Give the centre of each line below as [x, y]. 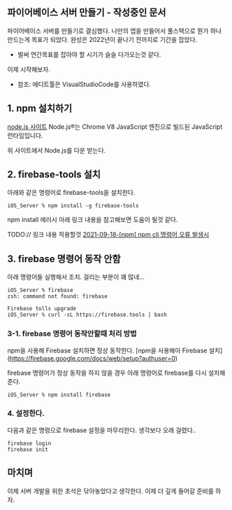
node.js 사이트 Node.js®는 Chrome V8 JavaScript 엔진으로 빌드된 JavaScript [115, 126]
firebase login [29, 443]
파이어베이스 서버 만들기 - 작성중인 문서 [87, 13]
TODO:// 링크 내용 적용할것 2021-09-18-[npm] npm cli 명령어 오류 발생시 [108, 235]
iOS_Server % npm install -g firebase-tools [73, 206]
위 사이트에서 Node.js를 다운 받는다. [57, 150]
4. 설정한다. [26, 413]
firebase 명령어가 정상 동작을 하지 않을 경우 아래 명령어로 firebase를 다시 [107, 373]
